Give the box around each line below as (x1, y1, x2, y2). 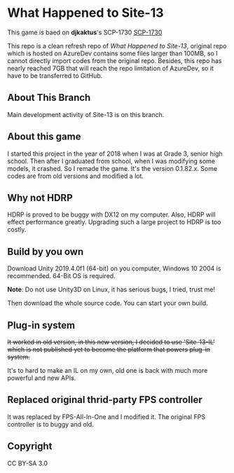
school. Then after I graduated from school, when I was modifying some (7, 156, 216, 165)
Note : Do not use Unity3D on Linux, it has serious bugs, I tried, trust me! (7, 285, 216, 294)
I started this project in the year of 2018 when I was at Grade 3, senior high (7, 149, 223, 158)
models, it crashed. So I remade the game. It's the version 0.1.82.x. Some (7, 164, 218, 172)
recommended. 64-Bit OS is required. (7, 272, 116, 280)
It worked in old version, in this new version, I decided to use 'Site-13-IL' (7, 338, 215, 346)
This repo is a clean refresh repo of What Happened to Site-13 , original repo (7, 41, 227, 50)
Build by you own (7, 245, 84, 257)
